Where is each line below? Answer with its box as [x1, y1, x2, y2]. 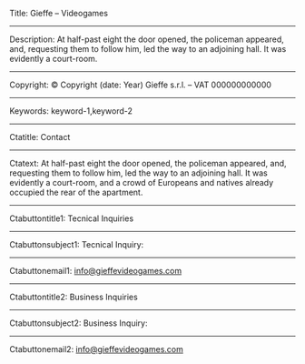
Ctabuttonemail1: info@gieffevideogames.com [9, 266, 182, 276]
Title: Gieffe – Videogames [9, 8, 109, 18]
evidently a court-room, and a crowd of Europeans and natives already [9, 177, 274, 187]
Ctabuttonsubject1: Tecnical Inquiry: [9, 239, 144, 249]
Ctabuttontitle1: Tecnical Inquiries [9, 213, 134, 224]
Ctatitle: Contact [9, 132, 71, 142]
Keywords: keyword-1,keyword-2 [9, 106, 133, 116]
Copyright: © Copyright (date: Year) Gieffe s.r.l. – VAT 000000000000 [9, 79, 272, 90]
